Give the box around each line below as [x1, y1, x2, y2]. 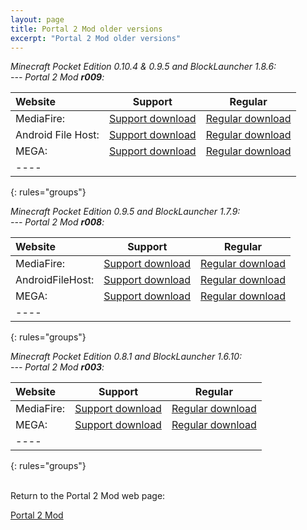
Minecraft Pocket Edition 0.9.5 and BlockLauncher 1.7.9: [10, 206, 241, 218]
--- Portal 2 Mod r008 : [10, 216, 105, 228]
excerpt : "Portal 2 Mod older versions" [10, 33, 182, 43]
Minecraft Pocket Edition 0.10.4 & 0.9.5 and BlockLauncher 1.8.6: [10, 61, 277, 73]
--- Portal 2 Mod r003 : [10, 361, 105, 373]
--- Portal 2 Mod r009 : [10, 71, 105, 83]
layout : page [10, 14, 65, 25]
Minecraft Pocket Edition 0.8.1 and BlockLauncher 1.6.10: [10, 351, 243, 363]
